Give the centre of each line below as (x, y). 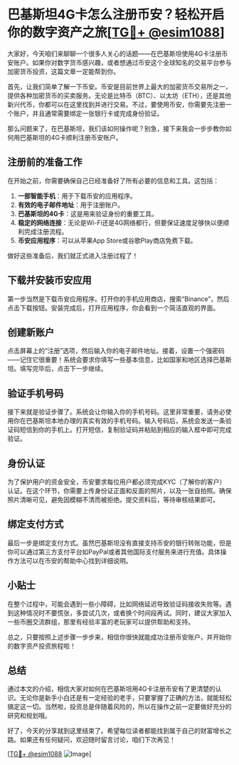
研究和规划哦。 (29, 716)
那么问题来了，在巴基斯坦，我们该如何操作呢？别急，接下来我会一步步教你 (116, 128)
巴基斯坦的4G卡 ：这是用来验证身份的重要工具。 (87, 213)
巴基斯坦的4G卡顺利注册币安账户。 (71, 137)
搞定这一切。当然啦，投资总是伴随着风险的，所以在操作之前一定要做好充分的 (119, 706)
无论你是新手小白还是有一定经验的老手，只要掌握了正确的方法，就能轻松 (126, 698)
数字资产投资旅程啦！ (44, 646)
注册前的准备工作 (45, 162)
